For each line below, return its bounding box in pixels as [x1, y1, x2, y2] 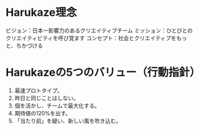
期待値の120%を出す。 [14, 109, 71, 117]
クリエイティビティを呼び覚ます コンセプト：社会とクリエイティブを [5, 34, 177, 41]
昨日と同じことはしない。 [14, 94, 79, 101]
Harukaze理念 [5, 5, 77, 19]
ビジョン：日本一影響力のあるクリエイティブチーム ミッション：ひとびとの [5, 27, 193, 34]
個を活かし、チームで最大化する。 [14, 101, 100, 109]
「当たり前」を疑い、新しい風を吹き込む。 [14, 117, 122, 125]
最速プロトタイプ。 [14, 86, 63, 94]
